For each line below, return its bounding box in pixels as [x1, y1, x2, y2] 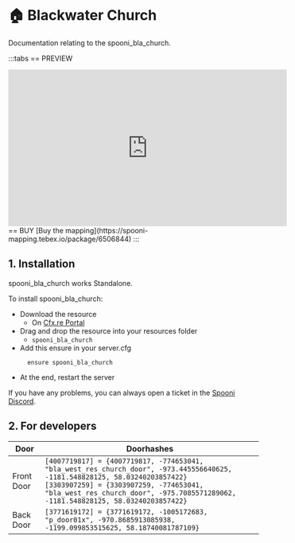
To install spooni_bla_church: [8, 294, 103, 303]
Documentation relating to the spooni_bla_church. [8, 37, 171, 48]
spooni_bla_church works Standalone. [8, 278, 133, 287]
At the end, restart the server [19, 372, 115, 382]
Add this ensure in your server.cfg [19, 343, 132, 353]
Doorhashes [126, 443, 174, 454]
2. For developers [8, 420, 97, 433]
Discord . [8, 396, 36, 406]
